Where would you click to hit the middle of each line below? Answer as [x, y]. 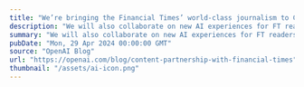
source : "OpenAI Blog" [52, 52]
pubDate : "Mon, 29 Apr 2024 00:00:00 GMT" [90, 43]
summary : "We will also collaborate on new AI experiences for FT [137, 34]
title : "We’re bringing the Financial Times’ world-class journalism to [149, 18]
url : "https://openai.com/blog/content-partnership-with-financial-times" [153, 60]
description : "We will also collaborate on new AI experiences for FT [145, 26]
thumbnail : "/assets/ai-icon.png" [75, 69]
